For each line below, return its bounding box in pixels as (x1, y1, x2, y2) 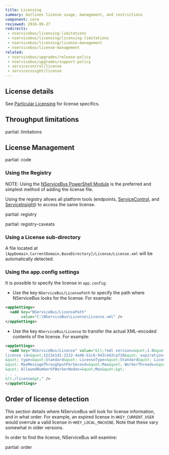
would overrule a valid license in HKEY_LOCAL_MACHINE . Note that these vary (5, 419, 158, 425)
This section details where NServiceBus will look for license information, (5, 408, 155, 415)
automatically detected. (5, 256, 54, 262)
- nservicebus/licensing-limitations (7, 31, 87, 36)
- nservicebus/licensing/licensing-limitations (7, 36, 109, 41)
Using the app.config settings (5, 268, 79, 276)
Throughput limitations (5, 115, 79, 124)
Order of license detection (5, 395, 89, 403)
